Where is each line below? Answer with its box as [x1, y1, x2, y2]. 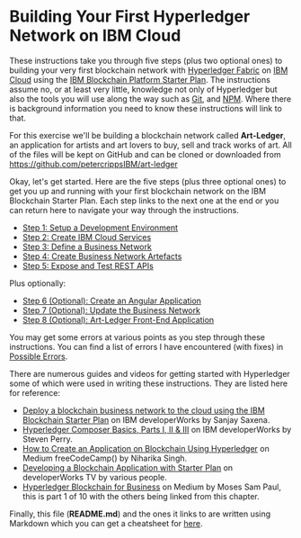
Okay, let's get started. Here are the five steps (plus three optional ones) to [9, 175, 287, 186]
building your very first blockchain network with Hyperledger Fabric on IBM [9, 65, 288, 76]
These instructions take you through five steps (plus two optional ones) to [9, 55, 283, 66]
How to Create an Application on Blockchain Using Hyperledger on [22, 443, 270, 453]
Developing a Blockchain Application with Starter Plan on [22, 462, 234, 473]
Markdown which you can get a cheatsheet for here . [9, 517, 204, 528]
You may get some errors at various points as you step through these [9, 331, 265, 343]
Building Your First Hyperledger [9, 6, 251, 27]
